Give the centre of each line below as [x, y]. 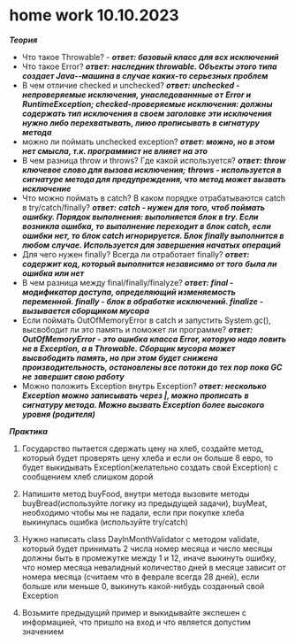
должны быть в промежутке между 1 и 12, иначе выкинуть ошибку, [149, 557]
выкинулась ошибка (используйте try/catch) [105, 522]
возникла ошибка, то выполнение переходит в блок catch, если [146, 226]
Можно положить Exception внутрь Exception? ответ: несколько [144, 386]
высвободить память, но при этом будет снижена [120, 357]
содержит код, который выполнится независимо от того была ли [149, 264]
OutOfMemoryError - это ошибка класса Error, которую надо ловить [154, 339]
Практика [29, 431]
